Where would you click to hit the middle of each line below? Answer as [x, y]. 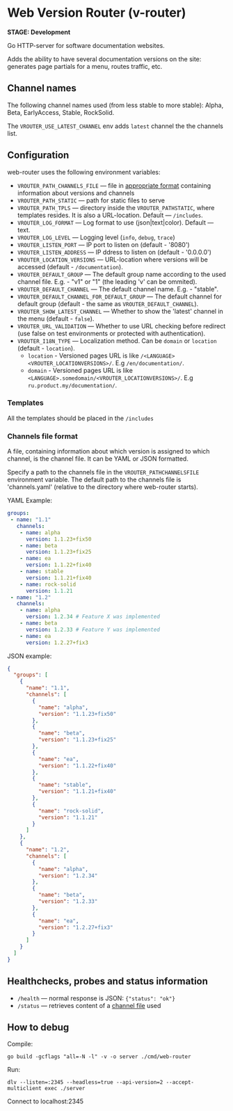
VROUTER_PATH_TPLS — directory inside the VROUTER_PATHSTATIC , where [116, 207]
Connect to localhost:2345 [45, 1101]
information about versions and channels [76, 193]
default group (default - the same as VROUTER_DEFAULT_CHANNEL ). [108, 303]
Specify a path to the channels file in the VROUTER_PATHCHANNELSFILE [103, 472]
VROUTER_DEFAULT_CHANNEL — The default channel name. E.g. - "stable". [118, 289]
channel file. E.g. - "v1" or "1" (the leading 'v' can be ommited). [107, 281]
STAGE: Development [39, 32]
